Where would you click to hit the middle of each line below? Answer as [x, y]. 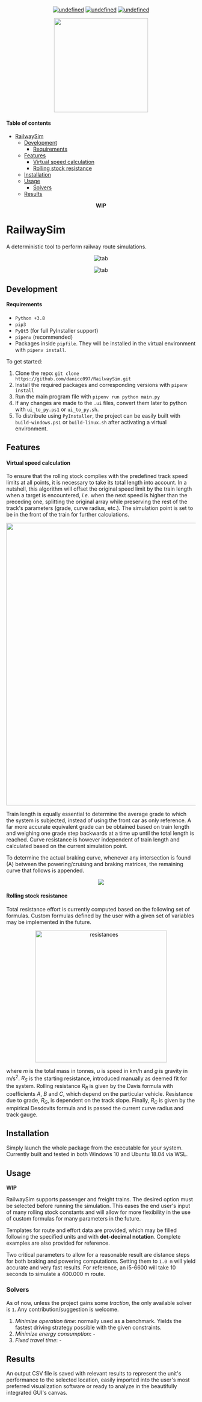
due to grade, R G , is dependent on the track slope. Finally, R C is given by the [101, 1101]
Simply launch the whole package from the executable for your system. [95, 1148]
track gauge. [22, 1114]
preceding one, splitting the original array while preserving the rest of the [97, 502]
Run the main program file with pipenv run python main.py [87, 396]
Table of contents [29, 123]
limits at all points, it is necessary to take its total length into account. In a [97, 483]
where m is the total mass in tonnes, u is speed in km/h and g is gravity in [97, 1070]
